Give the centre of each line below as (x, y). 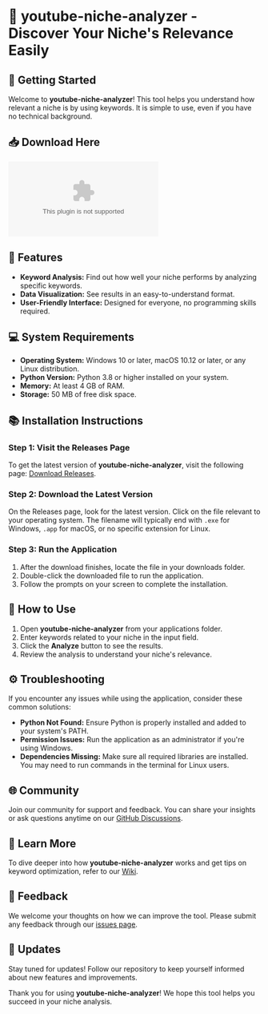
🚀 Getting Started (52, 80)
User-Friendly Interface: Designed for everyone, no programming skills (138, 302)
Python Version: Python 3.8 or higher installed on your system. (124, 378)
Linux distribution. (50, 369)
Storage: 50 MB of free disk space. (78, 394)
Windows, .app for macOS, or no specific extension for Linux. (109, 529)
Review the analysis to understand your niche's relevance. (116, 654)
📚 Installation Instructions (76, 420)
